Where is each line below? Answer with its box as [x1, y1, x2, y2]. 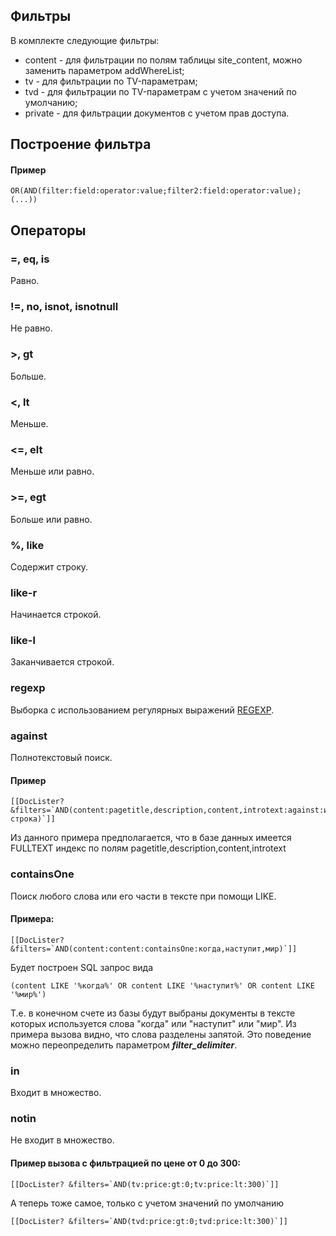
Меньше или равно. [10, 465, 95, 478]
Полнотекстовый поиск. [10, 752, 113, 764]
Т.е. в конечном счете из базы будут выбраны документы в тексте [10, 1007, 296, 1019]
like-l [10, 634, 36, 648]
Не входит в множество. [10, 1134, 115, 1146]
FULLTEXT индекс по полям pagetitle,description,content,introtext [10, 842, 287, 854]
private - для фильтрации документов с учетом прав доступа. [24, 107, 290, 119]
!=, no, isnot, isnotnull [10, 300, 119, 314]
